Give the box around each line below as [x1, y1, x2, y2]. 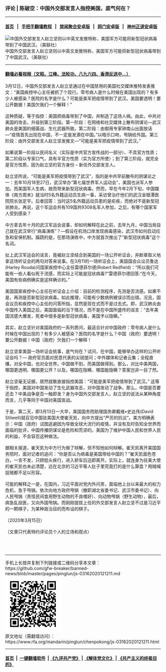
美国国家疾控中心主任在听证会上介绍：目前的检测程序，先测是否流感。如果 [5, 288, 157, 294]
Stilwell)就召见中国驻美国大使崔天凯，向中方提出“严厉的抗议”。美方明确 [5, 415, 151, 421]
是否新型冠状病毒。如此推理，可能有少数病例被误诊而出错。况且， [22, 294, 157, 300]
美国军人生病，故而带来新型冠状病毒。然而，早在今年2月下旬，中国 [18, 185, 155, 191]
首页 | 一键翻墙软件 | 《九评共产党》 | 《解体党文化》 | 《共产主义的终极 [5, 655, 153, 661]
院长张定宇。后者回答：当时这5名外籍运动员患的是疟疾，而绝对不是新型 [9, 198, 155, 204]
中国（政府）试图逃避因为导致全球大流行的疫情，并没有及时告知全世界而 [13, 421, 161, 427]
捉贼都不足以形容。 [5, 469, 44, 475]
